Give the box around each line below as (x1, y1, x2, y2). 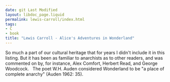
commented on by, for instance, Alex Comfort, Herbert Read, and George (5, 60, 158, 66)
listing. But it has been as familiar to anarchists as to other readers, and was (5, 55, 163, 61)
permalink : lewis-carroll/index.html (5, 17, 85, 22)
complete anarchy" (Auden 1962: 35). (5, 71, 83, 77)
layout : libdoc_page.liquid (5, 12, 65, 17)
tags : (5, 21, 17, 27)
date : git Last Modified (5, 7, 58, 13)
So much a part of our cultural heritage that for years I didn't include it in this (5, 49, 165, 56)
